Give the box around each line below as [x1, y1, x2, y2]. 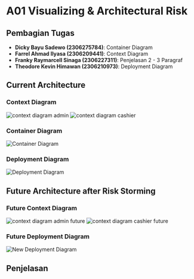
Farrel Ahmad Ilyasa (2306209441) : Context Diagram [14, 50, 148, 57]
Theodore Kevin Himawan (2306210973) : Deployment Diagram [14, 63, 173, 70]
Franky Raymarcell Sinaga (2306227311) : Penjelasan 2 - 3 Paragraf [14, 57, 183, 63]
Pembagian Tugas [6, 28, 75, 38]
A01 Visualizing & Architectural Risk [6, 4, 188, 18]
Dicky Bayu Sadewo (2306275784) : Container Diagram [14, 44, 153, 51]
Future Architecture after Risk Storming [6, 186, 156, 196]
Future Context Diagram [6, 204, 78, 212]
